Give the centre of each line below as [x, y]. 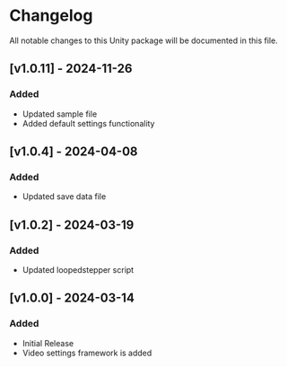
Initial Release [48, 343]
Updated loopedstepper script [78, 270]
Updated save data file [64, 197]
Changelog [51, 16]
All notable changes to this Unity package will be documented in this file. [143, 40]
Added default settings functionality [88, 123]
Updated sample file [60, 114]
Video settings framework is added [87, 353]
